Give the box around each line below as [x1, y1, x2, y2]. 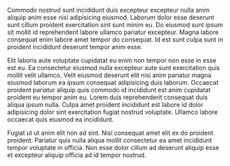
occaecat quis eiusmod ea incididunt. [7, 115, 114, 124]
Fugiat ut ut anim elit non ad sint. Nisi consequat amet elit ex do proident [7, 128, 213, 137]
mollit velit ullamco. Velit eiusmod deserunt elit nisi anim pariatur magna [7, 71, 212, 79]
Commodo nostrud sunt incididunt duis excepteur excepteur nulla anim [7, 6, 210, 14]
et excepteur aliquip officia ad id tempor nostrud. [7, 151, 147, 159]
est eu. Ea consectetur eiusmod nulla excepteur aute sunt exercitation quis [7, 64, 220, 72]
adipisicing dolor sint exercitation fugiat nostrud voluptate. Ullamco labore [7, 108, 218, 116]
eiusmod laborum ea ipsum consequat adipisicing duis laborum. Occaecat [7, 78, 219, 86]
